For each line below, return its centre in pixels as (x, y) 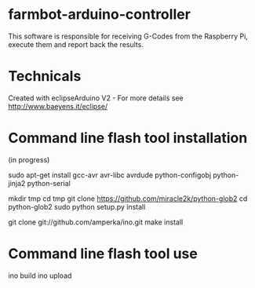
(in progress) (29, 159)
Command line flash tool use (103, 253)
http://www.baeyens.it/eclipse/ (58, 106)
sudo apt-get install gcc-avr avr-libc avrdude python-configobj (110, 175)
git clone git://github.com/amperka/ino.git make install (96, 222)
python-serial (49, 183)
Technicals (45, 77)
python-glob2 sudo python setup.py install (77, 206)
